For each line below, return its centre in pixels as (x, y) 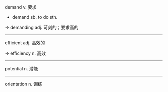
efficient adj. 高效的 (25, 43)
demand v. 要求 (21, 7)
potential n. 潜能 (22, 69)
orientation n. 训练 (24, 84)
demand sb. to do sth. (35, 17)
